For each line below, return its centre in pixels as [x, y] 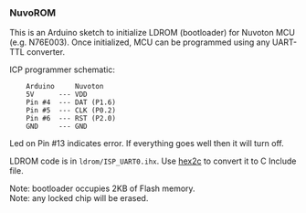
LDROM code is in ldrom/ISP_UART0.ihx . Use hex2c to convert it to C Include [153, 161]
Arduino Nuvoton [65, 87]
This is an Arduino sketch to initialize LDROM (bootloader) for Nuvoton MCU [152, 33]
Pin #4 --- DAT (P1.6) [71, 102]
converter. [46, 52]
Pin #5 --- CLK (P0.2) [71, 111]
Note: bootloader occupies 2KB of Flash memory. [102, 188]
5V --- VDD [57, 95]
